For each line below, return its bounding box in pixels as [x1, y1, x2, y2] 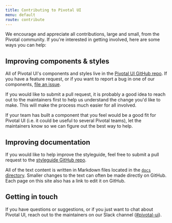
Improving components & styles [5, 57, 109, 66]
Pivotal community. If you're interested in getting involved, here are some [5, 36, 160, 43]
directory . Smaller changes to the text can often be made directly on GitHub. [5, 172, 167, 178]
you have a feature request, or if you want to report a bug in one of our [5, 76, 155, 82]
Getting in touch [5, 193, 58, 201]
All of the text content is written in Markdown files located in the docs [5, 167, 151, 173]
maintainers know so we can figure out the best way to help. [5, 123, 133, 129]
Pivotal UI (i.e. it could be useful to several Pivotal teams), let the [5, 117, 142, 124]
